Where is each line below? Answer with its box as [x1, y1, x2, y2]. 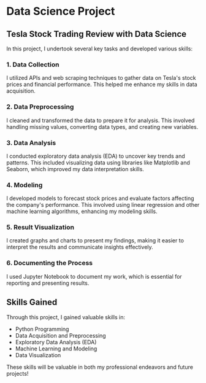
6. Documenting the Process [6, 259, 93, 268]
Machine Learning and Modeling [15, 345, 97, 352]
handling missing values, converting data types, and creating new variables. [6, 123, 199, 130]
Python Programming [15, 325, 69, 333]
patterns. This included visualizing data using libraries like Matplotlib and [6, 158, 190, 166]
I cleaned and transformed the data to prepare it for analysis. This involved [6, 117, 195, 124]
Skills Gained [6, 297, 58, 308]
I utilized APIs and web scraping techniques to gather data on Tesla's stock [6, 74, 196, 82]
